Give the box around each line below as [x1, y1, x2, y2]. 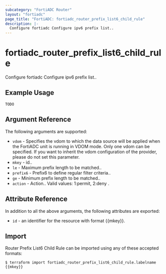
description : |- [5, 21, 39, 26]
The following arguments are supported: [5, 128, 88, 134]
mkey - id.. [12, 159, 32, 165]
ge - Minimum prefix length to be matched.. [12, 175, 101, 181]
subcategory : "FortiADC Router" [5, 7, 72, 12]
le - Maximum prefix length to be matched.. [12, 165, 102, 171]
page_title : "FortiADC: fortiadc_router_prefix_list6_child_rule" [5, 16, 145, 21]
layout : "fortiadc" [5, 12, 46, 17]
